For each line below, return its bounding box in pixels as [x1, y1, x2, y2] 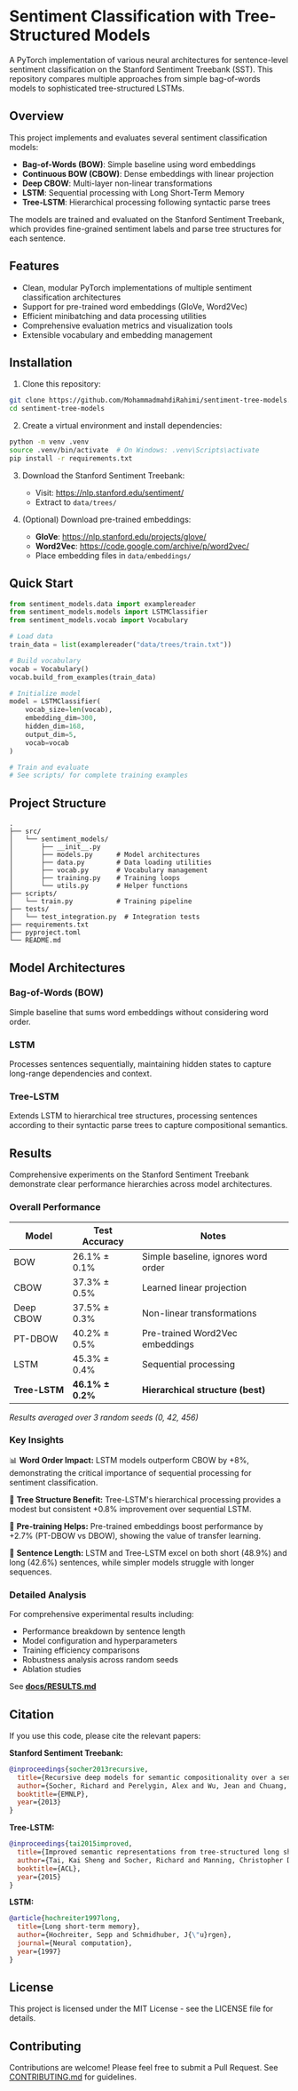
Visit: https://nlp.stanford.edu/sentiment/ [35, 487, 184, 498]
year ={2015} [17, 1872, 62, 1881]
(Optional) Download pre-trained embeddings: [21, 514, 192, 525]
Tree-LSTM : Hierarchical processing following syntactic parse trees [21, 196, 271, 207]
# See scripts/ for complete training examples [9, 771, 189, 780]
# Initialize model [9, 689, 82, 698]
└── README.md [9, 936, 62, 945]
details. [9, 2013, 36, 2023]
